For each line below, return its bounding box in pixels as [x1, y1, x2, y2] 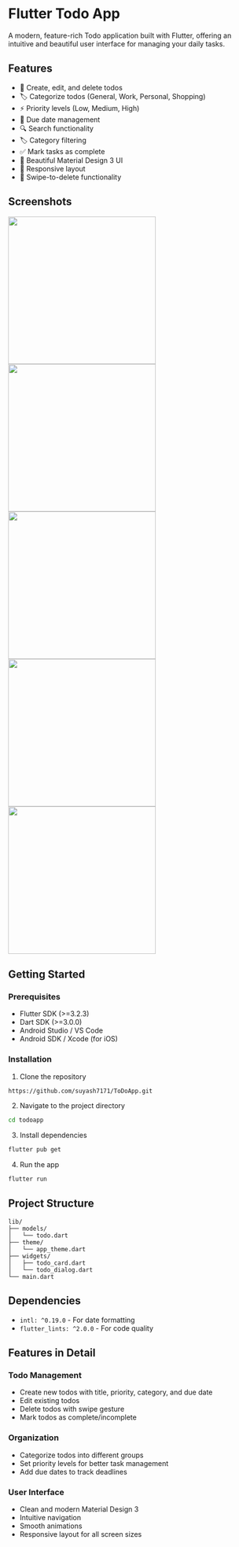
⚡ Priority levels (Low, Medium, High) [19, 103, 140, 112]
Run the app [19, 1160, 60, 1169]
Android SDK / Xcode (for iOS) [19, 1034, 118, 1044]
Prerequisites [8, 991, 61, 1002]
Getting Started [8, 967, 86, 981]
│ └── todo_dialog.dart [8, 1265, 93, 1274]
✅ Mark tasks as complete [19, 146, 105, 156]
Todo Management [8, 1369, 83, 1380]
